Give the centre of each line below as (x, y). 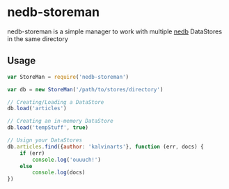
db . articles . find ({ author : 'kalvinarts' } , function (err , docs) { (105, 146)
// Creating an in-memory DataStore (60, 121)
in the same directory (38, 38)
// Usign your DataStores (45, 140)
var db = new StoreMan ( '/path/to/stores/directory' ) (85, 89)
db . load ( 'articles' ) (37, 109)
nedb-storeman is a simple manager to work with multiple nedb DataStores (115, 31)
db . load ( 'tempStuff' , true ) (48, 128)
